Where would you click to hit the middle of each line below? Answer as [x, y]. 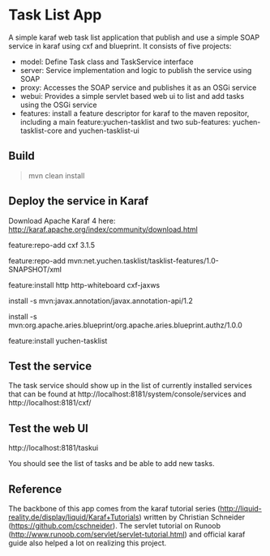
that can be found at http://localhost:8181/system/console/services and [127, 394]
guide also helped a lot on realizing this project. [88, 543]
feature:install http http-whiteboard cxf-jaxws [84, 284]
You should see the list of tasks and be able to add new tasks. [111, 464]
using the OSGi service [58, 105]
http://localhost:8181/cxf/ [50, 403]
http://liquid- [241, 509]
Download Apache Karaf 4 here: [62, 220]
